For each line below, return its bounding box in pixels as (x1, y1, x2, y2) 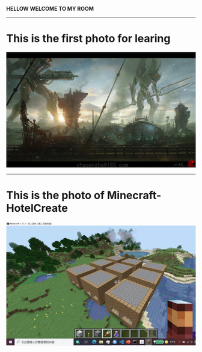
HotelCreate (6, 202, 68, 215)
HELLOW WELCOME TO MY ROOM (6, 5, 94, 12)
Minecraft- (106, 189, 162, 202)
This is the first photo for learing (6, 32, 171, 46)
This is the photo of (6, 189, 105, 202)
